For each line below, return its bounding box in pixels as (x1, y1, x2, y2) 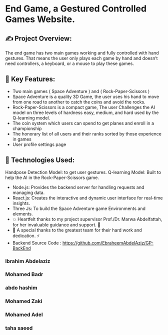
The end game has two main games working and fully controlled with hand (5, 50, 159, 55)
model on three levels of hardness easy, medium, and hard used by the (12, 109, 159, 115)
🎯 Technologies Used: (5, 156, 75, 164)
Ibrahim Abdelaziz (5, 257, 50, 264)
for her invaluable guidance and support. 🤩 (12, 221, 101, 227)
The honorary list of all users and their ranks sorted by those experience (12, 130, 161, 136)
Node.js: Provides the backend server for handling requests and (12, 184, 144, 190)
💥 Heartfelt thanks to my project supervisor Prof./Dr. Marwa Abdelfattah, (12, 216, 162, 222)
